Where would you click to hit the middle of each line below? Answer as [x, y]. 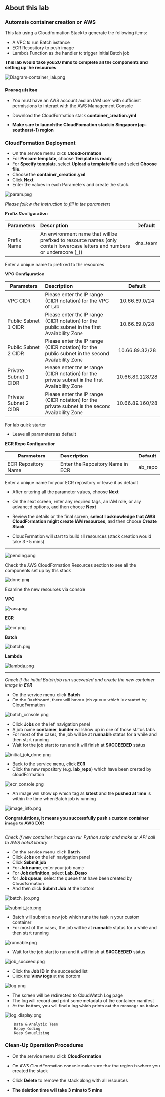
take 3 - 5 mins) [28, 542]
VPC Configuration [25, 274]
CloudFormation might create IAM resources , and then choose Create [84, 521]
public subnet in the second [77, 354]
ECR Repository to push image [43, 47]
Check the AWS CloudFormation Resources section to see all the [70, 565]
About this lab [27, 8]
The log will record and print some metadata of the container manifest [83, 1001]
